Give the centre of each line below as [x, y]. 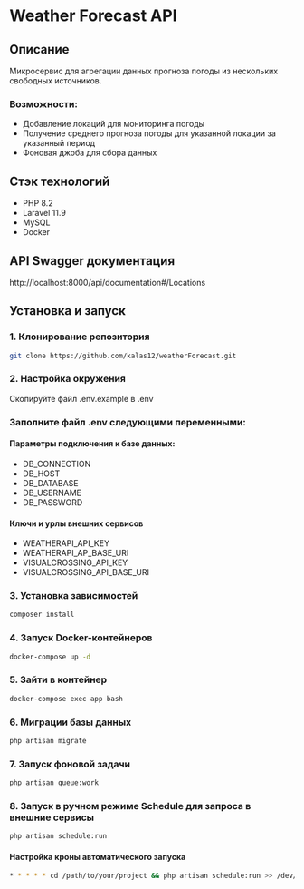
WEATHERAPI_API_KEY [66, 543]
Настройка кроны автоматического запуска [98, 856]
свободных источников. [56, 81]
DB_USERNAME [52, 493]
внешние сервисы [52, 817]
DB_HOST [41, 474]
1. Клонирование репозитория [80, 337]
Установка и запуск [68, 311]
